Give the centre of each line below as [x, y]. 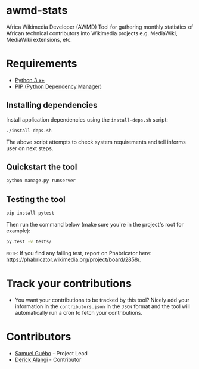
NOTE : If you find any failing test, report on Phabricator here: [79, 253]
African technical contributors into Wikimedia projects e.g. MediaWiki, [92, 33]
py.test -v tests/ [29, 241]
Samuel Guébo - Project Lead [51, 353]
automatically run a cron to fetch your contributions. [79, 312]
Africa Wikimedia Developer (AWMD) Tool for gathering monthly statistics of [100, 27]
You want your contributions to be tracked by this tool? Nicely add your [102, 300]
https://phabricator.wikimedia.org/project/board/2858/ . [74, 259]
